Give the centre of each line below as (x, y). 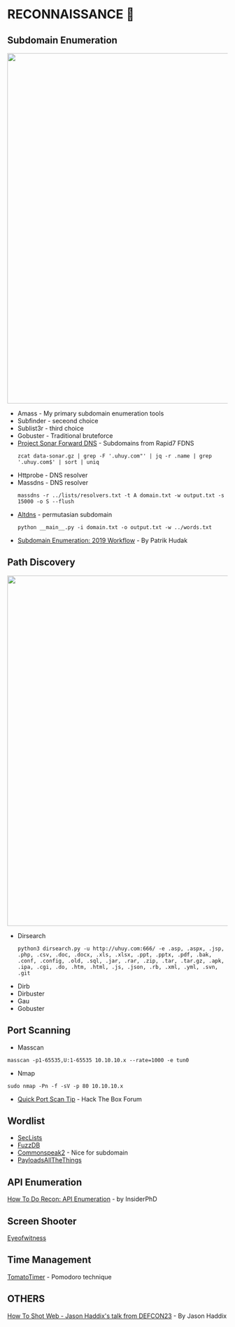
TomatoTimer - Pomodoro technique (59, 1277)
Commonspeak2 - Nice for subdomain (72, 1153)
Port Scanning (39, 1030)
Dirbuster (31, 993)
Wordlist (26, 1121)
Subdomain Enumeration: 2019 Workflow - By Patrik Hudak (102, 540)
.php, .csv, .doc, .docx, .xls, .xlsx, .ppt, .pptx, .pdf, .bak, (114, 955)
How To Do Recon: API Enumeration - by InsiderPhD (82, 1199)
